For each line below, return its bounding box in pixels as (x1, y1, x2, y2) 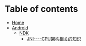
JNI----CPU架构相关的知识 (26, 36, 82, 42)
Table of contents (4, 3, 79, 15)
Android (11, 24, 28, 30)
